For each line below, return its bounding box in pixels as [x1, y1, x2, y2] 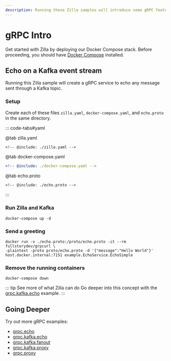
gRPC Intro [5, 29, 52, 41]
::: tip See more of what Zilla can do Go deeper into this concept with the [5, 285, 158, 291]
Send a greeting [5, 228, 46, 235]
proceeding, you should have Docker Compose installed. [5, 51, 124, 58]
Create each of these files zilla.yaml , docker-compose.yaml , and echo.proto [5, 109, 164, 116]
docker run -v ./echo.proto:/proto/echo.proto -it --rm [5, 239, 126, 244]
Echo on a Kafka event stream [5, 66, 102, 75]
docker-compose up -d [5, 216, 51, 221]
